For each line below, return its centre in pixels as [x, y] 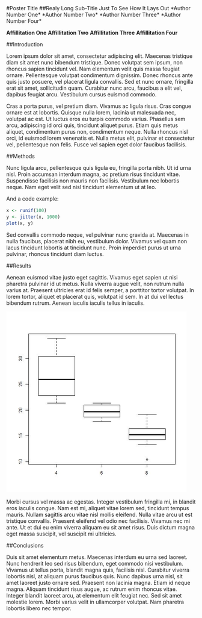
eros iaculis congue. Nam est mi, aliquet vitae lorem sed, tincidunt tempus [98, 508]
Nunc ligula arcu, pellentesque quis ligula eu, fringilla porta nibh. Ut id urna [99, 168]
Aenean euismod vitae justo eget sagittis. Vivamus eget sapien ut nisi [92, 277]
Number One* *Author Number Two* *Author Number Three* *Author [94, 14]
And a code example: [32, 199]
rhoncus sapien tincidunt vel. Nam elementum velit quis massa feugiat [93, 69]
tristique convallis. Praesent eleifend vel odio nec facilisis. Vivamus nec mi [98, 521]
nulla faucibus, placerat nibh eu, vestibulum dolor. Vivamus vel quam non [97, 241]
